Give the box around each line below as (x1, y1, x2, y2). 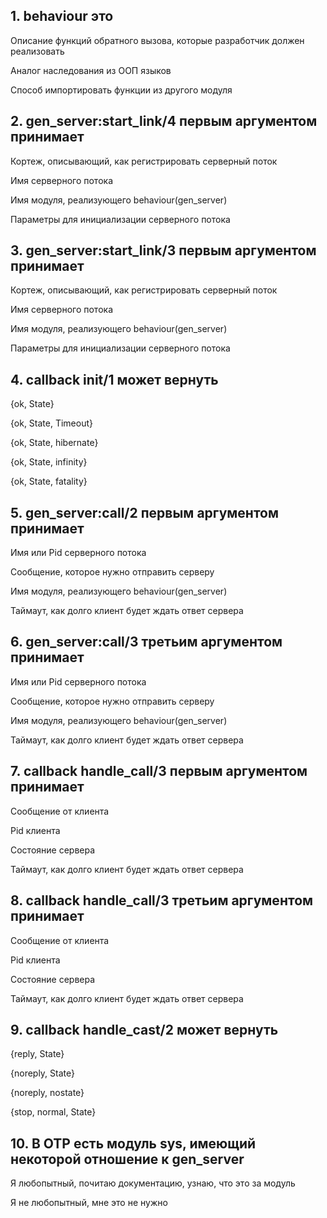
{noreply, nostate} (10, 1087, 85, 1099)
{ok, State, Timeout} (10, 417, 94, 429)
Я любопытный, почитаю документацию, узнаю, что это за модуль (10, 1177, 296, 1189)
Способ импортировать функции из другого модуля (10, 84, 233, 96)
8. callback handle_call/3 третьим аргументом (10, 892, 314, 909)
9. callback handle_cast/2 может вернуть (10, 1021, 279, 1038)
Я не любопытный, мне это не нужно (10, 1197, 168, 1209)
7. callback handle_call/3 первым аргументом (10, 763, 308, 780)
